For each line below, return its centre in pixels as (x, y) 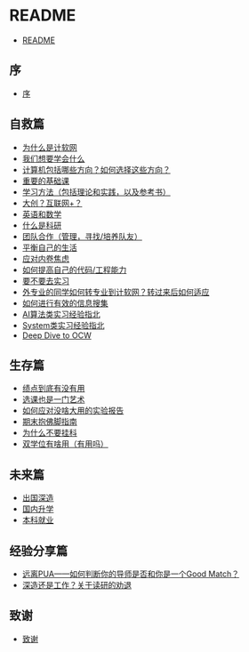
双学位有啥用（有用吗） (65, 444)
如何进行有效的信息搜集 (65, 302)
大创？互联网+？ (52, 203)
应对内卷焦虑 (45, 258)
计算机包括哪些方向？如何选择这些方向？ (96, 169)
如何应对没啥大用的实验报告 (73, 411)
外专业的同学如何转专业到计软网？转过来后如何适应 (116, 292)
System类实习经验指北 (63, 325)
